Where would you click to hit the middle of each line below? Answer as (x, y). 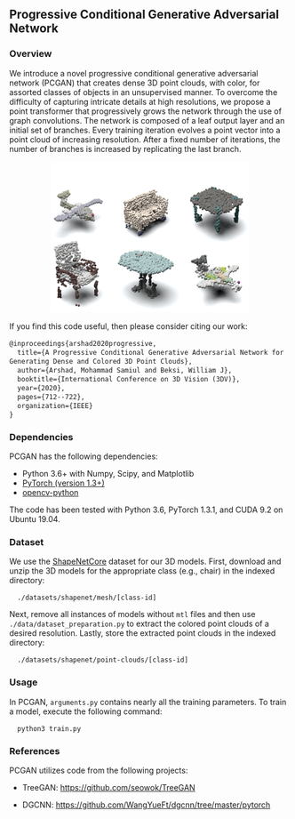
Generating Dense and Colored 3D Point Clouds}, (101, 361)
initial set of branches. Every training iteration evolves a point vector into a (145, 130)
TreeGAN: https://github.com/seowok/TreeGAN (108, 787)
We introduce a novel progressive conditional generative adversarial (134, 73)
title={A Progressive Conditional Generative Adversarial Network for (151, 352)
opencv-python (50, 492)
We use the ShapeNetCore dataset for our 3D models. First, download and (145, 562)
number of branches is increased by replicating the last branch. (125, 149)
